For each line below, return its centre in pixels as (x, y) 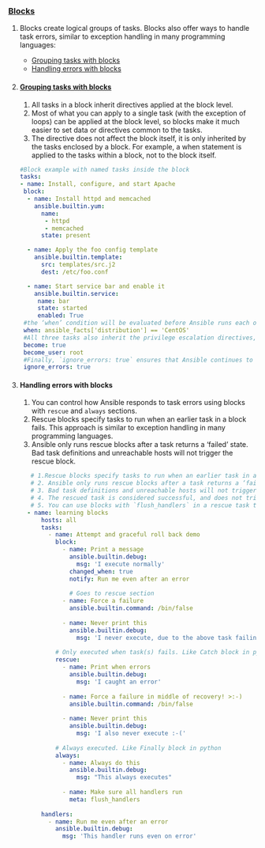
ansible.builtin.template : (78, 257)
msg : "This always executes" (124, 778)
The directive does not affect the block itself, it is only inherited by (139, 138)
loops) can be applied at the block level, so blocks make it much (136, 121)
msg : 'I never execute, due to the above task (154, 638)
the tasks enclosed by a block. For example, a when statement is (136, 146)
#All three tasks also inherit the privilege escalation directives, (140, 338)
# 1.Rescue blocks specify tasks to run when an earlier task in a (144, 476)
